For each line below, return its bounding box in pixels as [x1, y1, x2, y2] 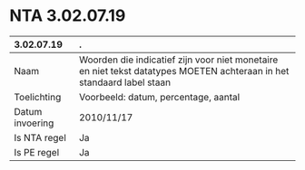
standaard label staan [78, 76, 171, 89]
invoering [14, 117, 54, 129]
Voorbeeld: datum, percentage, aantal [78, 90, 241, 103]
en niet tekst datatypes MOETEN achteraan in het [78, 64, 290, 77]
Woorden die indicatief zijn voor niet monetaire [78, 53, 279, 66]
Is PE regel [14, 146, 60, 158]
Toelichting [14, 90, 62, 103]
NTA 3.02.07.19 [9, 5, 126, 26]
